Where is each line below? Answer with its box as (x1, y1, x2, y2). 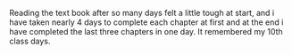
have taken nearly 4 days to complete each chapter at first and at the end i (9, 17, 284, 27)
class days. (9, 35, 51, 46)
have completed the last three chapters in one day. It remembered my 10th (9, 27, 283, 36)
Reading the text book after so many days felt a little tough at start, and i (9, 8, 275, 18)
